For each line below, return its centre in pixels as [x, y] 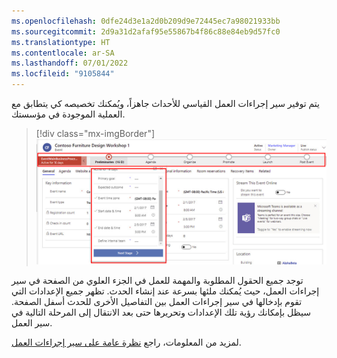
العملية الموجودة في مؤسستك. [68, 114]
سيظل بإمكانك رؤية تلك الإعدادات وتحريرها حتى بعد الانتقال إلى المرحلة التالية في [161, 312]
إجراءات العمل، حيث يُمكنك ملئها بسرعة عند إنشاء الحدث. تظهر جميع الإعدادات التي [165, 291]
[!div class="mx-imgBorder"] [95, 133]
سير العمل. [32, 323]
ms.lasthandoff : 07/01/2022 [70, 63]
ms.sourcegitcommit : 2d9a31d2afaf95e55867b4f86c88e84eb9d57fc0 [146, 31]
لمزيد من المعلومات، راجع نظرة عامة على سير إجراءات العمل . [126, 342]
